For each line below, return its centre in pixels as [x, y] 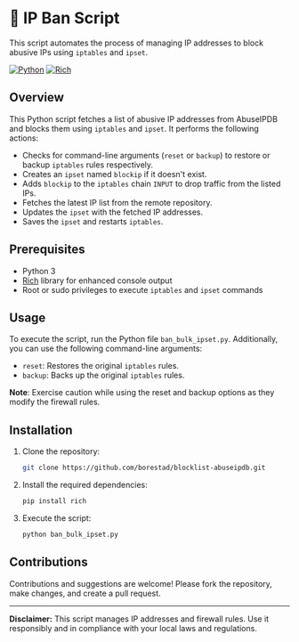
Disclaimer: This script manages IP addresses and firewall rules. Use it [139, 619]
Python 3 [39, 271]
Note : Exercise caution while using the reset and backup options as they [142, 393]
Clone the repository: [61, 451]
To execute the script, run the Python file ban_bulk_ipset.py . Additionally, [144, 339]
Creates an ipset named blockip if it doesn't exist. [114, 174]
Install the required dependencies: [85, 485]
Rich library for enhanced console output [97, 280]
